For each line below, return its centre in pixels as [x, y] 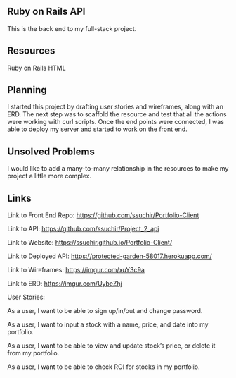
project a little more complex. [50, 176]
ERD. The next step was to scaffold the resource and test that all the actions [117, 114]
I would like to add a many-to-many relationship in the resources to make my [118, 169]
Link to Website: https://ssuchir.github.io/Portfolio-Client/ [90, 243]
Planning [27, 90]
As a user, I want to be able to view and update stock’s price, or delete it [111, 346]
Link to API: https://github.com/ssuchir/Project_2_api [83, 229]
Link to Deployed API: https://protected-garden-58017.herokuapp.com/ [110, 256]
